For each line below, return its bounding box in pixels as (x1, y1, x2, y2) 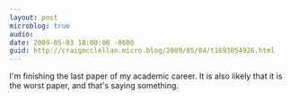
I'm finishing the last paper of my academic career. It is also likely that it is (9, 71, 283, 81)
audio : (9, 29, 34, 38)
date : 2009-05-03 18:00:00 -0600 (9, 37, 135, 47)
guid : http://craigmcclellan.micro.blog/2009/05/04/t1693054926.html (9, 46, 276, 55)
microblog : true (9, 21, 70, 30)
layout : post (9, 12, 58, 22)
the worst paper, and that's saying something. (9, 80, 180, 91)
